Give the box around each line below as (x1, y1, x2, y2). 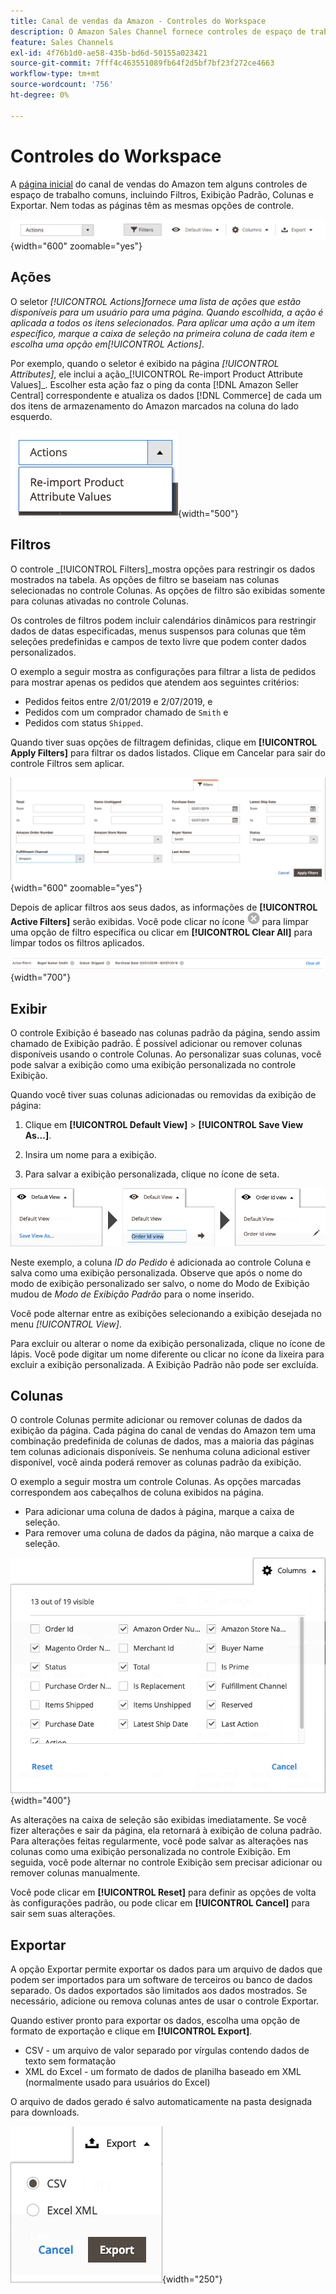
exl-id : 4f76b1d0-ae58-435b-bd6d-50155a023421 (10, 48, 208, 58)
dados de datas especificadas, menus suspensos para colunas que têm (10, 625, 307, 637)
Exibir (10, 1000, 48, 1017)
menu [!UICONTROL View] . (10, 1318, 122, 1330)
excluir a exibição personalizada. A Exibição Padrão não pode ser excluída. (10, 1358, 319, 1370)
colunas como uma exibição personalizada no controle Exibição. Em (10, 1846, 291, 1858)
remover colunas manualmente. (10, 1867, 141, 1879)
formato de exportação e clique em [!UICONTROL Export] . (10, 2025, 253, 2037)
